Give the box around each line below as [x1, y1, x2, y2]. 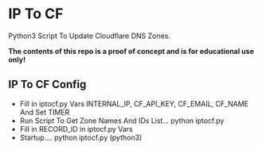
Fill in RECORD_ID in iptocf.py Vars [19, 124, 133, 133]
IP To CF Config [8, 78, 87, 91]
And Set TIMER [19, 107, 70, 117]
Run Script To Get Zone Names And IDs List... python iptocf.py [19, 116, 225, 125]
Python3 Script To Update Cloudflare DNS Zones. [8, 31, 171, 40]
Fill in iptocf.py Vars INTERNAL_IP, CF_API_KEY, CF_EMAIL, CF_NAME [19, 98, 249, 108]
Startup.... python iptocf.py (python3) [19, 133, 143, 142]
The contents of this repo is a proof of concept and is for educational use [8, 46, 255, 56]
